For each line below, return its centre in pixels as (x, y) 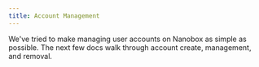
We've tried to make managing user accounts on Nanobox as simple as (127, 39)
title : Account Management (54, 16)
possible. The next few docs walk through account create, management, (130, 47)
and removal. (31, 56)
